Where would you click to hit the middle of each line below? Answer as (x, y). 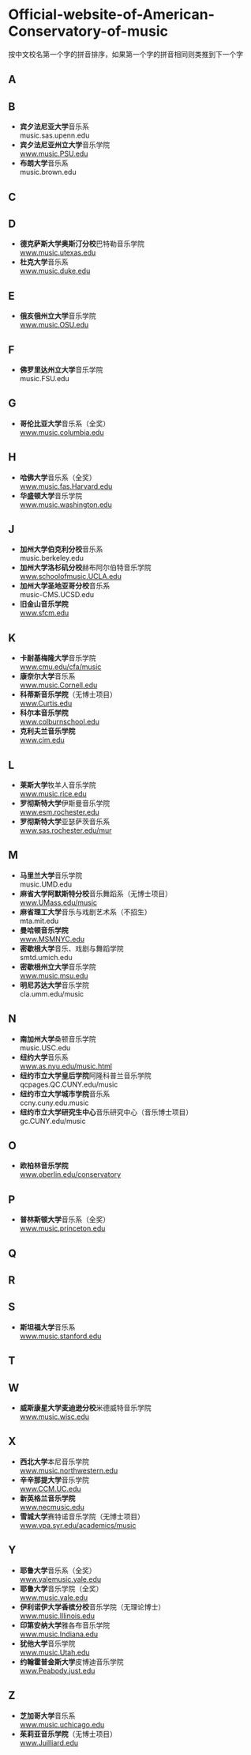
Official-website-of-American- (111, 15)
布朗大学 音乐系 (44, 163)
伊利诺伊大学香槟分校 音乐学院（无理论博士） (92, 1606)
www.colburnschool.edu (60, 722)
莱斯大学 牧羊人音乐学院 (58, 785)
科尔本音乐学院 (44, 713)
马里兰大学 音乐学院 (51, 875)
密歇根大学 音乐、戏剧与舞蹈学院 (71, 948)
